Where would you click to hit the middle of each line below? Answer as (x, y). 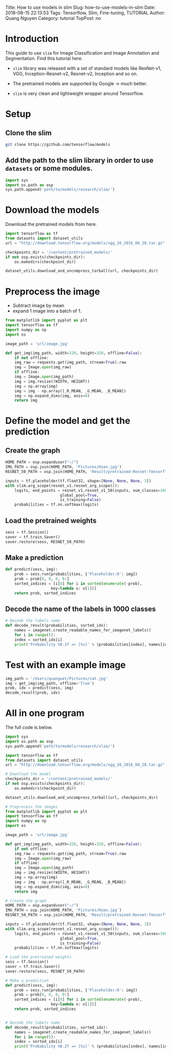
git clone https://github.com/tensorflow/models (58, 144)
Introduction (32, 39)
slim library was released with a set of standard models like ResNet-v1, (87, 68)
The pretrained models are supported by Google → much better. (80, 83)
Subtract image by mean (38, 306)
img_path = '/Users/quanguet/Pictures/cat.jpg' (57, 679)
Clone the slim (28, 133)
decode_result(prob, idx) (33, 693)
